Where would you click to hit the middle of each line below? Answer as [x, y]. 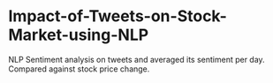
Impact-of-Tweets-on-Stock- [118, 16]
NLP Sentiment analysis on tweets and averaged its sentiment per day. [137, 59]
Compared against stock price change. [79, 69]
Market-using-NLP [79, 35]
